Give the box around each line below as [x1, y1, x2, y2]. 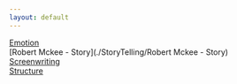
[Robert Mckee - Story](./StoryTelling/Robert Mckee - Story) [9, 46, 228, 57]
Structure [9, 65, 44, 76]
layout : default [9, 12, 69, 22]
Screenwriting [9, 56, 60, 66]
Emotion [9, 37, 40, 48]
